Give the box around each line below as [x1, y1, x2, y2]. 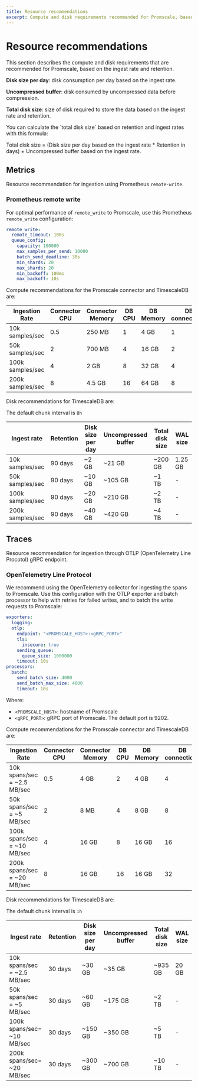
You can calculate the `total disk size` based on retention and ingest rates [6, 124, 184, 131]
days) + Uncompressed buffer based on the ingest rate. [6, 148, 141, 155]
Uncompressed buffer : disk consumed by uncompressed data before [6, 88, 176, 95]
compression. [6, 95, 39, 102]
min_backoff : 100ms [16, 270, 65, 277]
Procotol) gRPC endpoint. [6, 556, 68, 563]
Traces [6, 534, 32, 544]
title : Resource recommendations [6, 8, 88, 15]
